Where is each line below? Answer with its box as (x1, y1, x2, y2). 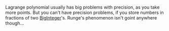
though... (5, 20, 24, 26)
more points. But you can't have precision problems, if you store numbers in (5, 9, 164, 15)
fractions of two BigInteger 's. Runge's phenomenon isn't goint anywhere (5, 15, 157, 20)
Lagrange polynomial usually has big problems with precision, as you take (5, 4, 160, 10)
